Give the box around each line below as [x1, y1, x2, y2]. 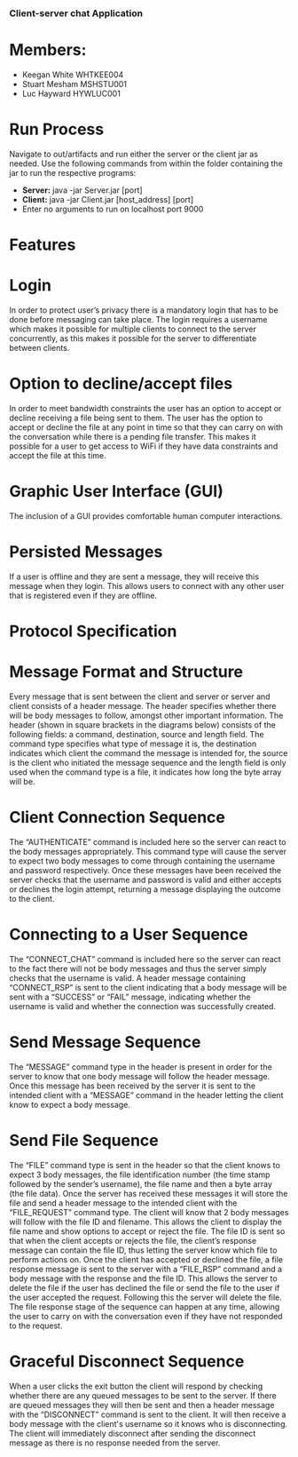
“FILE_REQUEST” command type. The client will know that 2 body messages [9, 1206, 289, 1217]
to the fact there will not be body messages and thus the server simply [9, 963, 268, 974]
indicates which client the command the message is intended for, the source [9, 747, 288, 758]
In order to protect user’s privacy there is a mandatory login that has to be [9, 305, 278, 315]
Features [9, 235, 76, 255]
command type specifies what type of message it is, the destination [9, 738, 257, 749]
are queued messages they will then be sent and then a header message [9, 1399, 275, 1410]
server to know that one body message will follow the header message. [9, 1071, 271, 1081]
